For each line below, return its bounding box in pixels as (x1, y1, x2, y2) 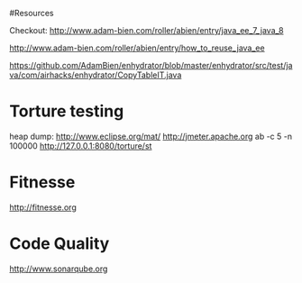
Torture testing (9, 101, 124, 122)
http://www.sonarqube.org (9, 263, 108, 274)
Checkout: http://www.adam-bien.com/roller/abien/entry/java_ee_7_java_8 (9, 25, 284, 35)
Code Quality (9, 233, 110, 254)
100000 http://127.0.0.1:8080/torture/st (9, 140, 152, 151)
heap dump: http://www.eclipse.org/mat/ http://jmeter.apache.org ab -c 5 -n (9, 131, 293, 141)
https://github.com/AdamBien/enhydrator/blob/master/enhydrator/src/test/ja (9, 60, 293, 70)
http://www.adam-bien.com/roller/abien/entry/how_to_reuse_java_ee (9, 42, 265, 53)
